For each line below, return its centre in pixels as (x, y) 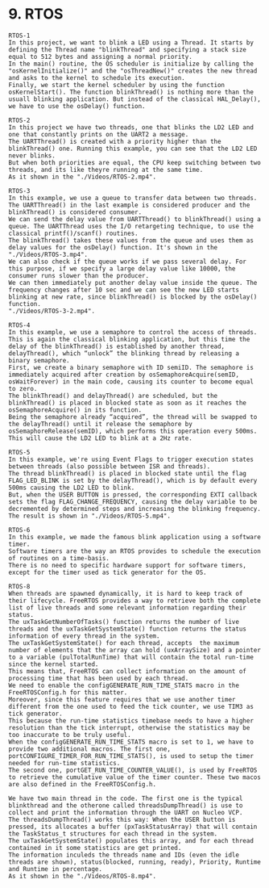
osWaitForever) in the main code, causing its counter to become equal (131, 381)
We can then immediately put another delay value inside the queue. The (133, 283)
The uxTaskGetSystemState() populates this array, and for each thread (131, 840)
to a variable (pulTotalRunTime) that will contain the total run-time (131, 657)
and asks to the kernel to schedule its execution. (97, 77)
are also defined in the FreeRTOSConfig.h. (83, 784)
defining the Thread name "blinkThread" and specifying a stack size (128, 49)
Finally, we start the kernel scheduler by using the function (117, 85)
